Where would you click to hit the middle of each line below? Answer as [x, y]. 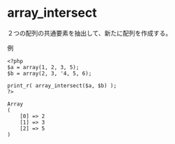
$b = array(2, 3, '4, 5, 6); [50, 73]
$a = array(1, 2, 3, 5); [43, 67]
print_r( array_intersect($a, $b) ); [62, 85]
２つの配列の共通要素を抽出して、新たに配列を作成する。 [90, 33]
